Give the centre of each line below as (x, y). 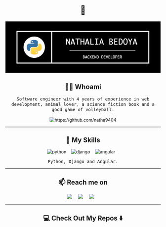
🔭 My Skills (83, 140)
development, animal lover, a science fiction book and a (83, 104)
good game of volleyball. (83, 109)
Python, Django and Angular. (83, 162)
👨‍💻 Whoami (83, 87)
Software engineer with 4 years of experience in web (83, 99)
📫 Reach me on (83, 182)
